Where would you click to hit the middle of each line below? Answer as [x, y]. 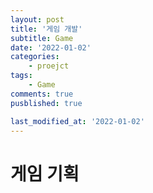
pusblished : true [46, 103]
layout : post [37, 19]
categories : [35, 57]
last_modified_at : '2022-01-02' [77, 121]
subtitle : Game [42, 38]
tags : [21, 76]
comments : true [42, 94]
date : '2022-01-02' [51, 47]
